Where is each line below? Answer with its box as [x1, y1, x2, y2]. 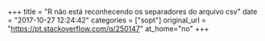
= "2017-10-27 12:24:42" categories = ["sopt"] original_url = [7, 15, 207, 25]
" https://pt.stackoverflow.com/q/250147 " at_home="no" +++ [7, 24, 210, 33]
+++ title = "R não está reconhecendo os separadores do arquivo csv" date [7, 7, 258, 16]
